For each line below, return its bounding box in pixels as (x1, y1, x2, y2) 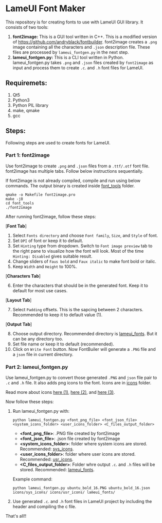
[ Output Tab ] (5, 321, 32, 327)
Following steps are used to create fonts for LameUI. (5, 140, 111, 145)
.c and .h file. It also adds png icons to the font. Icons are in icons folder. (5, 380, 152, 386)
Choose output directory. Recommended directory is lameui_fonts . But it (12, 330, 158, 337)
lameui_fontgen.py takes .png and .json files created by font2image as (12, 60, 154, 65)
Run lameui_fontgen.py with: (12, 408, 70, 414)
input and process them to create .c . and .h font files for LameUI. (12, 64, 144, 71)
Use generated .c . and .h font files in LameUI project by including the (12, 499, 152, 504)
